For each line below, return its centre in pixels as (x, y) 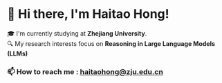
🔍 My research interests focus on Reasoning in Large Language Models (111, 43)
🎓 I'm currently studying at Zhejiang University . (77, 33)
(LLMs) (18, 54)
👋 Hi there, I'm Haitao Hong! (88, 14)
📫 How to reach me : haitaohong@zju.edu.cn (85, 71)
